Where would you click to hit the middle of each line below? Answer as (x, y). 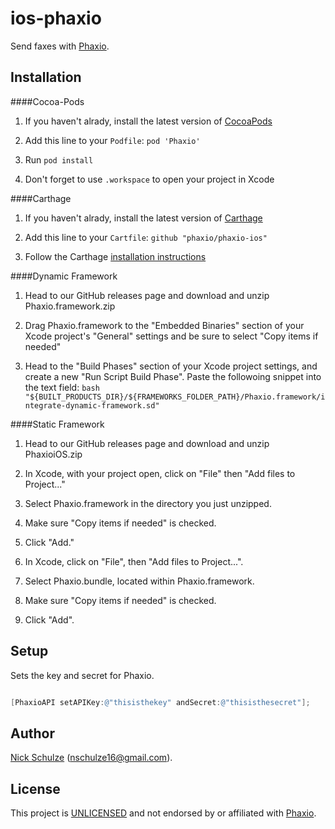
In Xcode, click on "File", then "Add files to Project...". (134, 561)
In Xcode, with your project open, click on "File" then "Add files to (160, 473)
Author (32, 733)
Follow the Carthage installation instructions (115, 256)
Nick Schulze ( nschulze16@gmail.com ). (91, 758)
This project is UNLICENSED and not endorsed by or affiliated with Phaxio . (163, 813)
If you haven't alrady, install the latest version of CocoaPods (148, 121)
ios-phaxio (56, 18)
